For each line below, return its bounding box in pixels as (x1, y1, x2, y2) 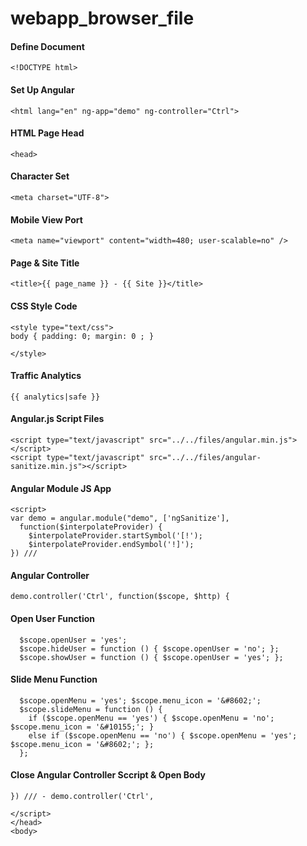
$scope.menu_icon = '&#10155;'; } (10, 722, 155, 732)
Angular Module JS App (10, 482, 112, 494)
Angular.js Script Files (10, 413, 105, 425)
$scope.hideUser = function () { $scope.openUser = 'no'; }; (19, 643, 280, 654)
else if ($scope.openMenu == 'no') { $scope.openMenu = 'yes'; (28, 730, 298, 741)
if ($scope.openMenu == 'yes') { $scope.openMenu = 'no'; (28, 713, 275, 723)
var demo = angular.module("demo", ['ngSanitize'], (10, 513, 230, 524)
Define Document (10, 40, 85, 52)
